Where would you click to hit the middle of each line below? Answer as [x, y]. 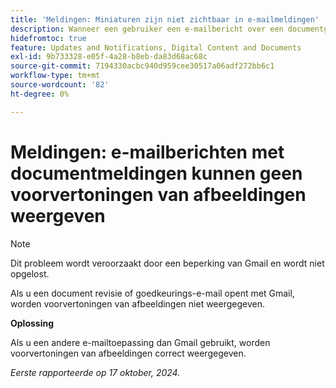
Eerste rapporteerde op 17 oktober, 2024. [95, 372]
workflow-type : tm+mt [55, 76]
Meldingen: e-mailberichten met [147, 152]
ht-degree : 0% [40, 94]
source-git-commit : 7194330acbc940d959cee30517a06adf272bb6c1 [142, 66]
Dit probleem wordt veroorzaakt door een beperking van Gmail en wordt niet [167, 263]
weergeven [58, 215]
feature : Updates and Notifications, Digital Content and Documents [156, 47]
